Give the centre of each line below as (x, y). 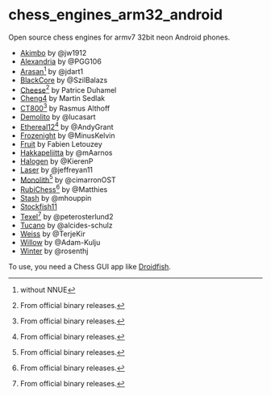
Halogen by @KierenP (57, 161)
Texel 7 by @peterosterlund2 (67, 215)
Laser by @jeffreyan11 (56, 169)
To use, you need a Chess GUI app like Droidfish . (90, 266)
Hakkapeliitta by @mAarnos (66, 152)
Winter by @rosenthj (54, 251)
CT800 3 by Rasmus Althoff (65, 108)
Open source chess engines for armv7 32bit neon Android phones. (119, 37)
